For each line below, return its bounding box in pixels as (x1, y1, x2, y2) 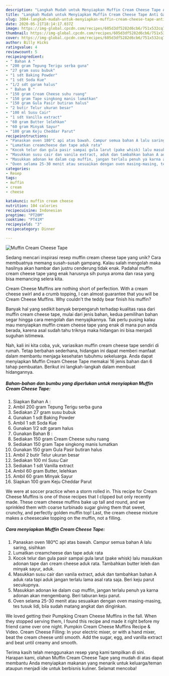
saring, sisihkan (13, 544, 46, 550)
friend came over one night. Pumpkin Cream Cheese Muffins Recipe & (6, 623, 151, 629)
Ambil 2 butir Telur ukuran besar (13, 452, 80, 458)
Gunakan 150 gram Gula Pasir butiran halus (13, 446, 102, 453)
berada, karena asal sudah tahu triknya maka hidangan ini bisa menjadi (6, 327, 152, 333)
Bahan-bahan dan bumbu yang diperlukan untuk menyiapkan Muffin (6, 380, 153, 387)
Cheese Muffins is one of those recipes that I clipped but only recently (6, 493, 151, 500)
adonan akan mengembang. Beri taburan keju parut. (13, 592, 121, 598)
